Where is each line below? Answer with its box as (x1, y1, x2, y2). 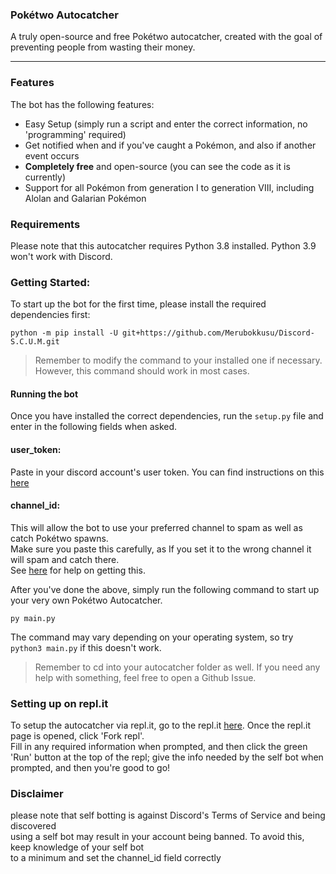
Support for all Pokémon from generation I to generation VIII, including (24, 181, 315, 193)
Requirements (10, 217, 81, 231)
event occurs (24, 149, 80, 162)
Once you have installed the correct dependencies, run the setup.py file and (10, 410, 324, 422)
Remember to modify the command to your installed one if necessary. (34, 354, 323, 367)
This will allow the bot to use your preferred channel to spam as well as (10, 521, 303, 533)
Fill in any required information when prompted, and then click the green (10, 741, 308, 753)
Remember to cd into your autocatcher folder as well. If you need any (34, 661, 321, 673)
